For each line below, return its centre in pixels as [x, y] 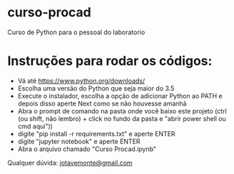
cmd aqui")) [35, 126]
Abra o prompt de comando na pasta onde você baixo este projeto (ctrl [122, 111]
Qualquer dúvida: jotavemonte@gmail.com [70, 163]
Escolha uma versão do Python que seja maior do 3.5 [96, 88]
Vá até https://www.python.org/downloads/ [81, 81]
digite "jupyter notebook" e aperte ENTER [79, 141]
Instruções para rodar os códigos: [110, 61]
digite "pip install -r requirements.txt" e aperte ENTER [97, 133]
